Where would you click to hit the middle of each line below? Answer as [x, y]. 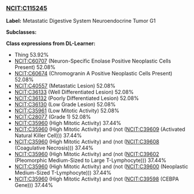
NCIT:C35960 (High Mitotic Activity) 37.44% [68, 123]
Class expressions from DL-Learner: [51, 44]
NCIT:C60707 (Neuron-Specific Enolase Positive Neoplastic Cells [93, 61]
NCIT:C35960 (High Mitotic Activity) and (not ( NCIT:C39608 [87, 142]
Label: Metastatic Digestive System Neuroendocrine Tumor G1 [81, 21]
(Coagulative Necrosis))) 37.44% [54, 148]
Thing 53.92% [31, 55]
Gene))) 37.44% [34, 185]
